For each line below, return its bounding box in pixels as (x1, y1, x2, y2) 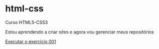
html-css (5, 3, 44, 14)
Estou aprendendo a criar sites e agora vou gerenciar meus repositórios (5, 29, 154, 35)
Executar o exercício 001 (5, 38, 56, 45)
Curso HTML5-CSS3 (5, 19, 48, 25)
